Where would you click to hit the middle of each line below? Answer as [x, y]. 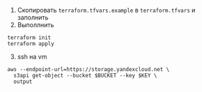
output [23, 82]
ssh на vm [32, 56]
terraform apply [31, 44]
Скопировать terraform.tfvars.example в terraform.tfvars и [106, 10]
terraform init [29, 38]
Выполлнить [36, 25]
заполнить [33, 17]
